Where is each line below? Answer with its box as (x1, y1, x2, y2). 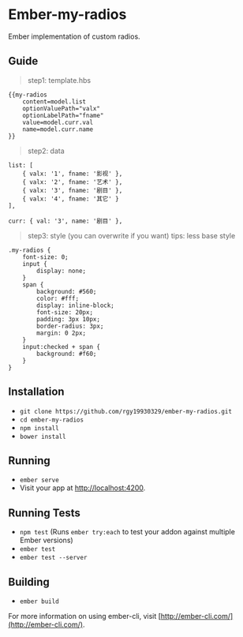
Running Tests (8, 506, 80, 519)
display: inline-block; (36, 302, 114, 309)
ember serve (19, 476, 59, 485)
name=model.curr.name (22, 125, 93, 133)
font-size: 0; (22, 253, 69, 261)
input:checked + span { (22, 343, 101, 350)
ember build (19, 598, 59, 605)
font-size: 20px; (36, 308, 93, 317)
